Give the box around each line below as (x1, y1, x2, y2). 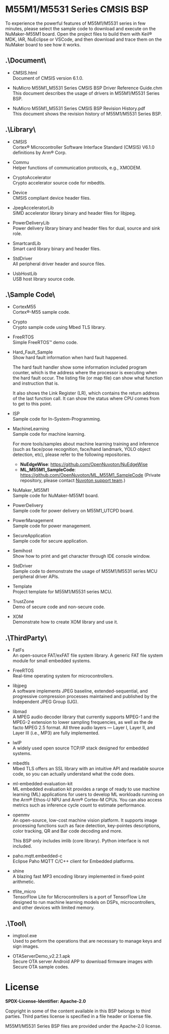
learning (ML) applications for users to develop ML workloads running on (12, 791, 164, 797)
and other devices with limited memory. (12, 904, 95, 911)
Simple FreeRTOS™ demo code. (12, 339, 78, 346)
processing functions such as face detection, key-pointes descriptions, (12, 823, 160, 829)
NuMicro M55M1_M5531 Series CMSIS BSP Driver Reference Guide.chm (12, 85, 162, 91)
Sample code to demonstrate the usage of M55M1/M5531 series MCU (12, 568, 158, 575)
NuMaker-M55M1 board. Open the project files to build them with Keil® (5, 31, 152, 37)
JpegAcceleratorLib (12, 204, 54, 210)
